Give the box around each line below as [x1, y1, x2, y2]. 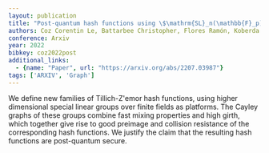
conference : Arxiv [8, 34, 70, 42]
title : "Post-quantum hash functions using [8, 19, 156, 27]
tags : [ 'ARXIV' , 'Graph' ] [8, 71, 94, 79]
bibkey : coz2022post [8, 49, 78, 57]
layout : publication [8, 11, 78, 20]
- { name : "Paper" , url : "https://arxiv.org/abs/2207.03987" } [15, 64, 224, 72]
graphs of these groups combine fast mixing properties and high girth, [8, 110, 240, 120]
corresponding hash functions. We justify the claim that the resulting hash [8, 127, 252, 137]
